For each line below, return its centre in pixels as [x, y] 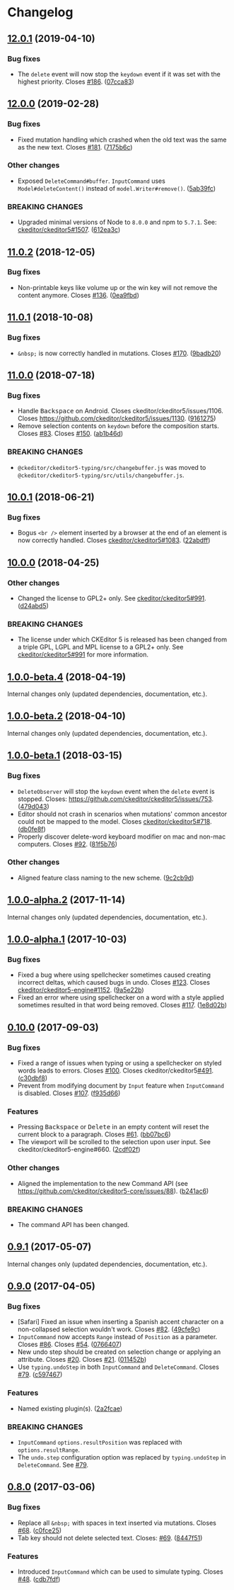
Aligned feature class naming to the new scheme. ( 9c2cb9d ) [106, 878]
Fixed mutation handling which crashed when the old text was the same [122, 140]
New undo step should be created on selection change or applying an [119, 1352]
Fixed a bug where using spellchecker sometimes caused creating [114, 975]
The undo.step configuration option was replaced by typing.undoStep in [122, 1457]
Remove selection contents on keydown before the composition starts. [118, 426]
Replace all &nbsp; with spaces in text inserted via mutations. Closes [117, 1523]
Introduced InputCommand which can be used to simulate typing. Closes [121, 1572]
